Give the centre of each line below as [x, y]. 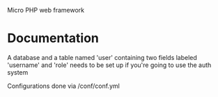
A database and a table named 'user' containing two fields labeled [102, 57]
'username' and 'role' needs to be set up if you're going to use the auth [109, 65]
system [18, 72]
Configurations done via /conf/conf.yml [63, 86]
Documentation [53, 38]
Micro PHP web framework [46, 10]
